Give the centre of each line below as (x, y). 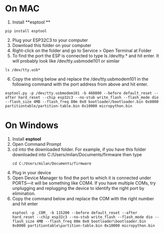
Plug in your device (32, 172)
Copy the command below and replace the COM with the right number (83, 198)
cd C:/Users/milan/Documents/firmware (52, 163)
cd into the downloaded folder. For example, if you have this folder (79, 149)
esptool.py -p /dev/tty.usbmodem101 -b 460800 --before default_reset (79, 93)
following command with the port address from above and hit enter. (80, 84)
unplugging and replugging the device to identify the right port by (78, 188)
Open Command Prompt (37, 144)
